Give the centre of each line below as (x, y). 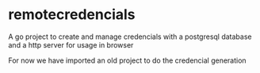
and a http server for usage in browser (71, 44)
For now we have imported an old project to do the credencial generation (128, 60)
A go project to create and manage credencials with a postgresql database (130, 36)
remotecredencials (72, 15)
